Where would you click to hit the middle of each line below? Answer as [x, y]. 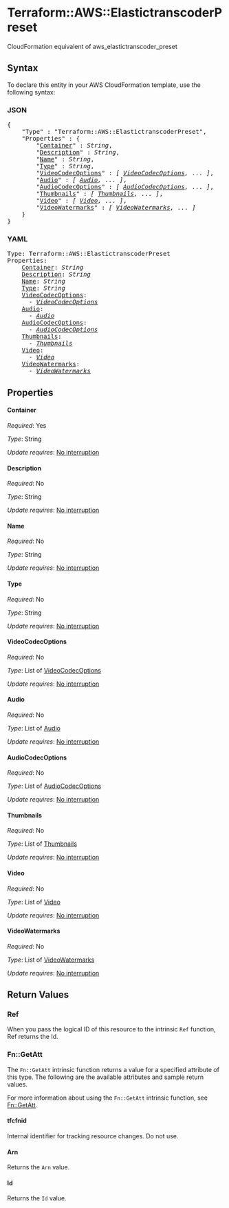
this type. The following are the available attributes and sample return [106, 1077]
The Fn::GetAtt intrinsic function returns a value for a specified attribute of [113, 1069]
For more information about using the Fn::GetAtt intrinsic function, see [108, 1098]
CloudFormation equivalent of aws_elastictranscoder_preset [92, 46]
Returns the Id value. [37, 1198]
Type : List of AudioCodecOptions [54, 786]
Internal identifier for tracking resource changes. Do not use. [93, 1136]
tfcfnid [17, 1121]
